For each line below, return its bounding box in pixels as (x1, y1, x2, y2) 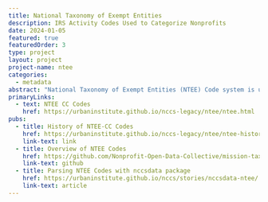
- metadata (15, 78, 52, 86)
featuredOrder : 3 (8, 41, 66, 49)
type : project (8, 49, 56, 56)
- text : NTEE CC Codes (15, 100, 91, 108)
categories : (8, 71, 48, 79)
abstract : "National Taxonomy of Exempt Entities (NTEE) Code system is (8, 85, 255, 94)
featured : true (8, 33, 59, 42)
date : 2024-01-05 (8, 26, 66, 34)
